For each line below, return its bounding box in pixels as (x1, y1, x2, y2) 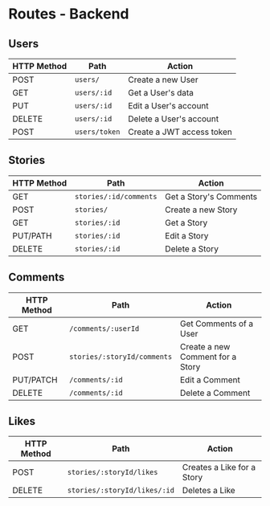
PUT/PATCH (12, 374, 58, 386)
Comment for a (179, 351, 237, 362)
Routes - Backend (8, 5, 129, 23)
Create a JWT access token (128, 126, 233, 137)
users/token (75, 128, 121, 137)
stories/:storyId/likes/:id (67, 486, 175, 495)
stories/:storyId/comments (69, 352, 173, 361)
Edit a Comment (179, 374, 241, 386)
